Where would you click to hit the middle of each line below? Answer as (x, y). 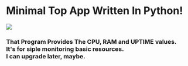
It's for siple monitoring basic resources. (65, 49)
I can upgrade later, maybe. (46, 56)
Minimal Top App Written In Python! (95, 11)
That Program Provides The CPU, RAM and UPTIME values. (91, 41)
